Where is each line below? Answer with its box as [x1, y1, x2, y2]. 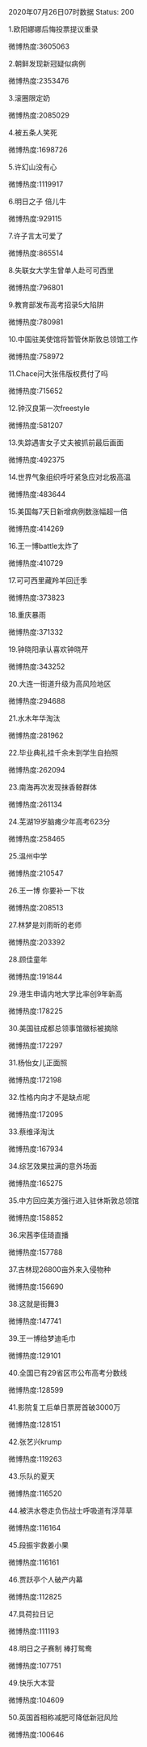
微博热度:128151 [8, 1419, 61, 1429]
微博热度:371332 [8, 627, 64, 636]
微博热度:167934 [8, 1144, 64, 1154]
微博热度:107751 [8, 1661, 62, 1670]
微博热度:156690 [8, 1282, 64, 1291]
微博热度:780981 [8, 317, 64, 327]
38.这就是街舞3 [8, 1300, 59, 1308]
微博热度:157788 [8, 1248, 63, 1257]
